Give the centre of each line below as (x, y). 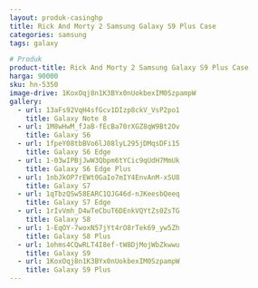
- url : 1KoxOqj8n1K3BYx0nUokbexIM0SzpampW (99, 262)
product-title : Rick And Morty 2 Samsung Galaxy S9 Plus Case (129, 68)
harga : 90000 (34, 77)
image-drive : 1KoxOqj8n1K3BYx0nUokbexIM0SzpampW (103, 93)
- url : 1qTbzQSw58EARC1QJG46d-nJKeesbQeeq (99, 194)
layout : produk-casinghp (56, 18)
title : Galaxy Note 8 (66, 119)
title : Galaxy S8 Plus (68, 236)
